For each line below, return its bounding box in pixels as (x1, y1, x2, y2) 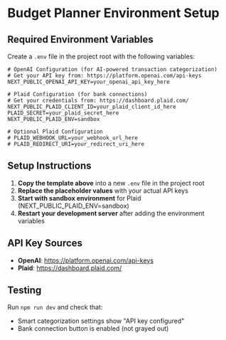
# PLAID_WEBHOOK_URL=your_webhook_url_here (7, 134, 139, 142)
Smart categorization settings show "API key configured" (17, 317, 185, 325)
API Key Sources (7, 237, 83, 250)
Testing (7, 285, 42, 297)
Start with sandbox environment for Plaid (17, 193, 141, 202)
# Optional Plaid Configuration (7, 128, 103, 135)
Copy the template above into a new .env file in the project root (17, 179, 205, 187)
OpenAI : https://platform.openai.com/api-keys (17, 256, 154, 265)
